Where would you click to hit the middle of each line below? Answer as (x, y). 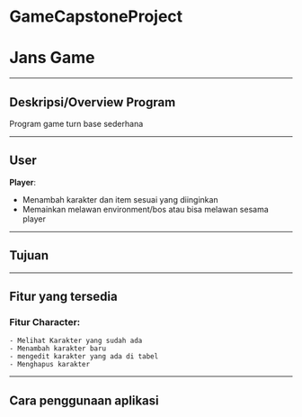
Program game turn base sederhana (76, 123)
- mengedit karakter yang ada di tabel (84, 357)
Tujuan (29, 255)
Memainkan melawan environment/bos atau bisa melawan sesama (146, 209)
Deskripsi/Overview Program (93, 102)
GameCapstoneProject (96, 17)
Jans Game (52, 58)
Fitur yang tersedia (64, 296)
